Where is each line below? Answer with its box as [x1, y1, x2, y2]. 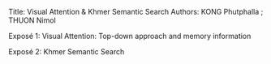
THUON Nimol [8, 15, 57, 25]
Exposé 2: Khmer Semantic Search [8, 47, 125, 56]
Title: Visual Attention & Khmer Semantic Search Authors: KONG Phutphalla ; [8, 7, 264, 16]
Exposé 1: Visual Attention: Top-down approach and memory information [8, 32, 252, 41]
